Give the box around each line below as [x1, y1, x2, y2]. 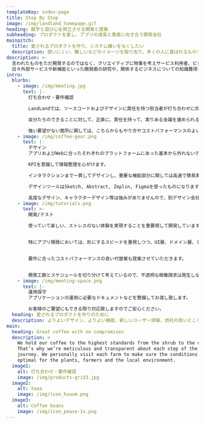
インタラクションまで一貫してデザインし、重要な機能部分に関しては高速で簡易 [28, 172, 196, 178]
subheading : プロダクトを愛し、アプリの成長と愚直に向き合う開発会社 [6, 32, 162, 38]
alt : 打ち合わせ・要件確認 [17, 368, 77, 374]
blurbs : [12, 77, 32, 83]
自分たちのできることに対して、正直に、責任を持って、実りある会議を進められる [28, 116, 200, 123]
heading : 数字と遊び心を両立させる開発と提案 [6, 26, 109, 32]
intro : [6, 72, 23, 78]
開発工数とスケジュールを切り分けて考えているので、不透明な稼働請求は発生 [28, 272, 191, 278]
